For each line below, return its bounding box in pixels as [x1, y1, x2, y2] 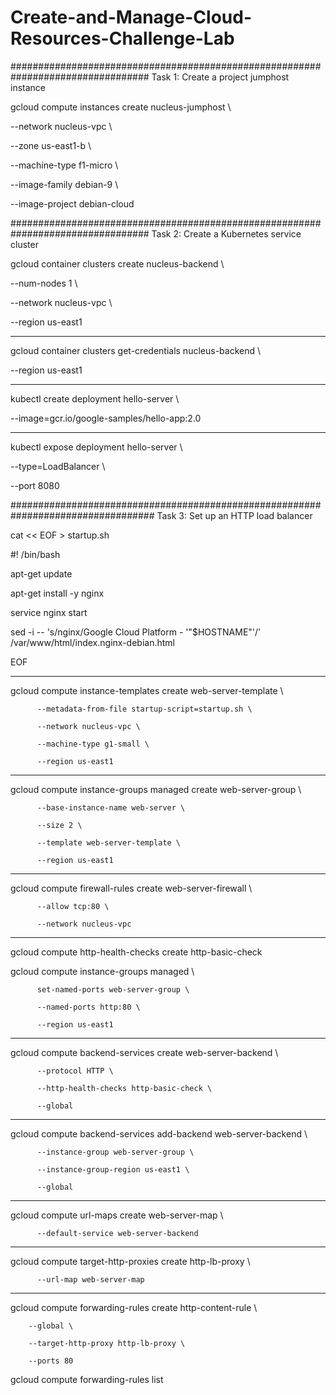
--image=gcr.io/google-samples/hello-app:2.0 [10, 412, 202, 424]
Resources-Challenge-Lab [10, 27, 235, 50]
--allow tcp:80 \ [36, 901, 110, 911]
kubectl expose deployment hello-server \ [10, 441, 183, 453]
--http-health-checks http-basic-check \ [36, 1083, 213, 1093]
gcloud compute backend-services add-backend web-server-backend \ [10, 1127, 308, 1140]
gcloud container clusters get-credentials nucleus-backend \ [10, 344, 262, 356]
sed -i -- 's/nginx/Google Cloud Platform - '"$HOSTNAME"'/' [10, 626, 262, 638]
